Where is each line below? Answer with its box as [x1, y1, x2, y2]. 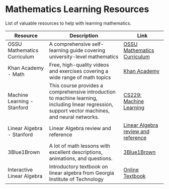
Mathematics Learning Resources [5, 4, 149, 15]
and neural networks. [49, 113, 100, 120]
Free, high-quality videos [49, 61, 109, 68]
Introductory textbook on [49, 163, 108, 170]
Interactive [8, 166, 33, 173]
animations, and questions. [49, 155, 113, 162]
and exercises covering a [49, 67, 109, 74]
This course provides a [49, 82, 104, 89]
